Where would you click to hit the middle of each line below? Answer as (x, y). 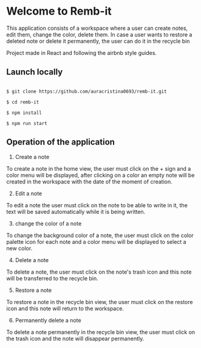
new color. (19, 248)
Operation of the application (61, 142)
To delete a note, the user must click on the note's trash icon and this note (99, 272)
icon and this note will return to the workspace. (65, 308)
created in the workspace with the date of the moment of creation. (90, 182)
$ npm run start (27, 123)
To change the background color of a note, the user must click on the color (100, 235)
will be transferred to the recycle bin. (52, 278)
